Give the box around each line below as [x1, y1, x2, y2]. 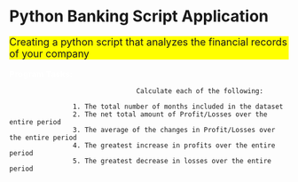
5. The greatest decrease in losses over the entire [72, 156, 272, 165]
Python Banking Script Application [9, 6, 269, 27]
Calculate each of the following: [136, 86, 264, 95]
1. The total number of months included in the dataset [72, 102, 284, 111]
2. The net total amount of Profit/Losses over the [72, 109, 268, 119]
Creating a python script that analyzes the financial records [9, 36, 288, 48]
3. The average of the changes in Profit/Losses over [72, 125, 276, 134]
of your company [9, 47, 90, 59]
